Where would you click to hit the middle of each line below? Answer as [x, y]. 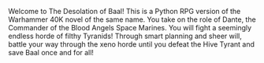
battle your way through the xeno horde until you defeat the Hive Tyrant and [131, 44]
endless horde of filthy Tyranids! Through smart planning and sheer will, [125, 36]
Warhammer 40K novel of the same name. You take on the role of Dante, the [132, 19]
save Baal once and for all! [51, 52]
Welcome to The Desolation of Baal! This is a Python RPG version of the [125, 11]
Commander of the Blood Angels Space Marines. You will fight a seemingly [130, 28]
